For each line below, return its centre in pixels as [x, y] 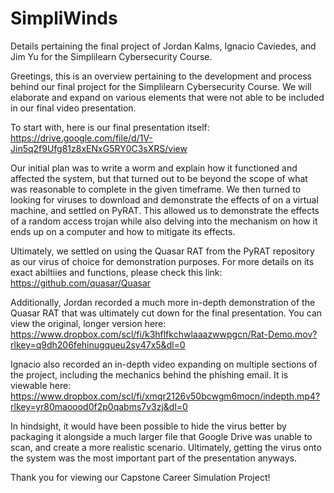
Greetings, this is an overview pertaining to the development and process [161, 76]
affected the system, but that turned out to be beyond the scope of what [159, 178]
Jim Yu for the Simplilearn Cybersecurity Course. [111, 56]
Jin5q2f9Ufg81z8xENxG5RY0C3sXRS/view [99, 148]
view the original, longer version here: [88, 323]
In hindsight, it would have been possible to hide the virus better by [148, 426]
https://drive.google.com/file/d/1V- [81, 138]
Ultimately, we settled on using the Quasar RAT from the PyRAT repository [162, 251]
